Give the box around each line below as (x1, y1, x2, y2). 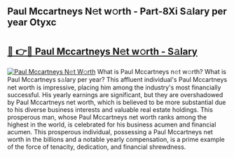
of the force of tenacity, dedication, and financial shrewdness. (7, 143, 186, 151)
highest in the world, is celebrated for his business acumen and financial (7, 120, 216, 129)
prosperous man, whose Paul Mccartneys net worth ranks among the (7, 113, 207, 121)
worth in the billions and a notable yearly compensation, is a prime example (7, 136, 226, 143)
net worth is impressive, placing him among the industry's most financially (7, 83, 221, 92)
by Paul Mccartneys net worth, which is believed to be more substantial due (7, 98, 226, 106)
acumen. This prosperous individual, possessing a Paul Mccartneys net (7, 128, 214, 136)
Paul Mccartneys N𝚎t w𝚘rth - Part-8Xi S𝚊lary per (7, 6, 228, 17)
